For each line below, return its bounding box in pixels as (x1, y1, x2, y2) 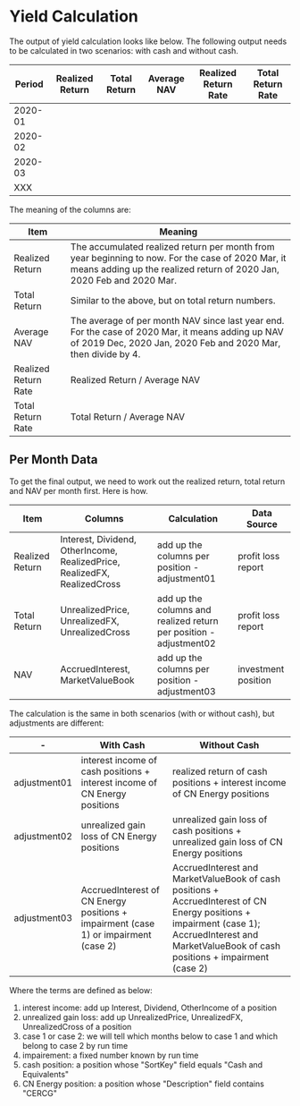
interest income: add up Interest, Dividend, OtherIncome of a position (21, 1002, 278, 1013)
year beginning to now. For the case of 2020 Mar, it (70, 251, 287, 264)
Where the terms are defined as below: (9, 984, 154, 995)
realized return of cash (172, 765, 268, 778)
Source (246, 517, 279, 530)
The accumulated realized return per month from (70, 240, 275, 252)
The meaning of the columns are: (9, 204, 131, 215)
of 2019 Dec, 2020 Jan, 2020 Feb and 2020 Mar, (70, 336, 281, 349)
